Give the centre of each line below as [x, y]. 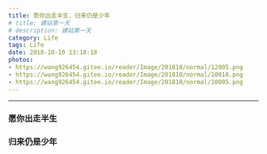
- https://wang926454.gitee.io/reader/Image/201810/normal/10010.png [126, 75]
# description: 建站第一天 [50, 30]
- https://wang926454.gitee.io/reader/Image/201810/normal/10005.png [126, 82]
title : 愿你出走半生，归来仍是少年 [59, 15]
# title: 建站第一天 [39, 23]
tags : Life [26, 45]
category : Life [33, 38]
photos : [21, 60]
